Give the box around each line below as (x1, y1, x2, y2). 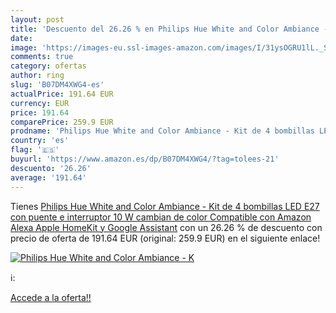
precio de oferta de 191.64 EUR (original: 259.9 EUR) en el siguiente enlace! (10, 232, 321, 244)
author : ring (10, 71, 65, 81)
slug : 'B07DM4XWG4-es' (10, 80, 105, 90)
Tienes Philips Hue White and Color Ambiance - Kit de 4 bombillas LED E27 (10, 200, 320, 212)
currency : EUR (10, 98, 70, 108)
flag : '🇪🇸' (10, 145, 60, 155)
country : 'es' (10, 136, 70, 146)
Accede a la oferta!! (10, 291, 92, 303)
